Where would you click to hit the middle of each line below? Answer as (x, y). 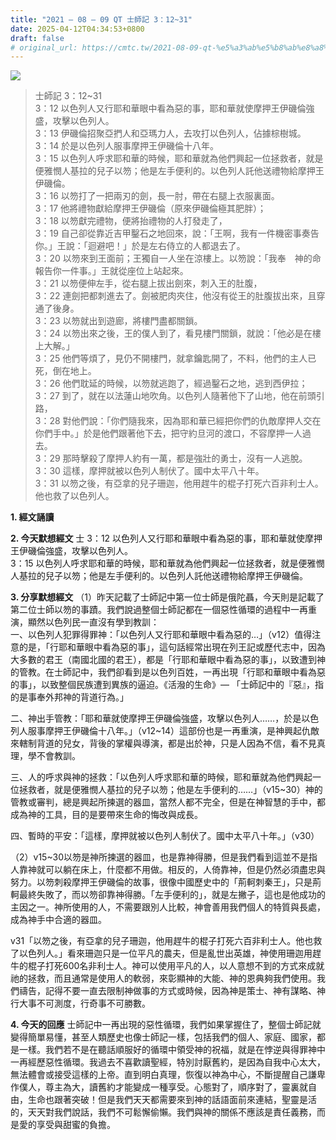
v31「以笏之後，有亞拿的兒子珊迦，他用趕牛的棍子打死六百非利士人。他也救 (166, 941)
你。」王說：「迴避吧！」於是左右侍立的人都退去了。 (140, 246)
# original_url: (44, 47)
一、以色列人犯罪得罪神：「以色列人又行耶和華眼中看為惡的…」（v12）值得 (161, 635)
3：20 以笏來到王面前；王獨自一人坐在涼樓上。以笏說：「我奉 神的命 (178, 258)
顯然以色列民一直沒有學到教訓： (93, 622)
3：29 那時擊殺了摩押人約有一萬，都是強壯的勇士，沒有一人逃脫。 (171, 458)
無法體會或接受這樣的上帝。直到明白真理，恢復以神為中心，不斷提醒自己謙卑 (168, 1075)
